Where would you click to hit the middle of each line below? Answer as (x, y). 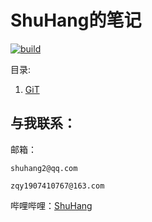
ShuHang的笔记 (76, 20)
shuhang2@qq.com (44, 168)
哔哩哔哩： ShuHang (51, 205)
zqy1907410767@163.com (57, 186)
